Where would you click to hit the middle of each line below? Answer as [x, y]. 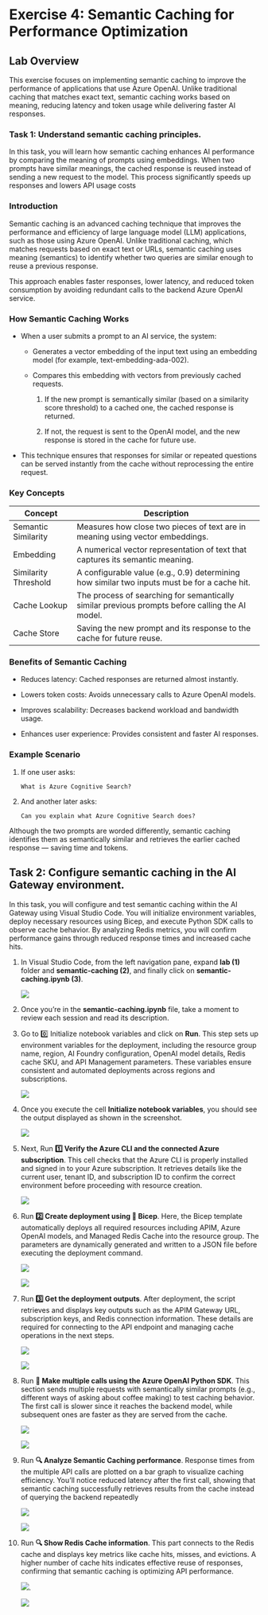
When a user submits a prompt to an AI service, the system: [118, 336]
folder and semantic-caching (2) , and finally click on [108, 970]
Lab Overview [44, 61]
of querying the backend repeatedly [80, 1496]
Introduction [33, 206]
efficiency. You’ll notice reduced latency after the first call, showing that [138, 1480]
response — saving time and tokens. [69, 847]
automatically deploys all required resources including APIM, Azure [130, 1228]
